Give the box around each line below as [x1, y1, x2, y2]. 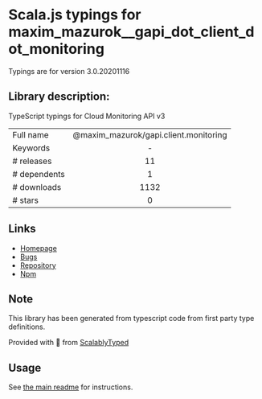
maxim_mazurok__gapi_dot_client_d [8, 23, 255, 41]
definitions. [8, 322, 46, 331]
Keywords [12, 142, 51, 154]
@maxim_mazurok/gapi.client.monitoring [72, 129, 227, 140]
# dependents [12, 168, 66, 179]
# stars [12, 195, 39, 206]
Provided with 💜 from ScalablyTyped [8, 338, 129, 348]
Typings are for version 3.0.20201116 [8, 66, 130, 76]
